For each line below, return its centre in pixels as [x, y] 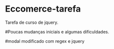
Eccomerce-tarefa [43, 9]
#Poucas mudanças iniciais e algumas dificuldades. [57, 32]
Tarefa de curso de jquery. [32, 22]
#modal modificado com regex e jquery [45, 41]
